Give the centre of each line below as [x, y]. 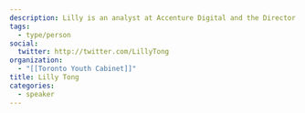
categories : [32, 86]
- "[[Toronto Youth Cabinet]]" [77, 69]
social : [24, 43]
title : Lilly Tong [44, 77]
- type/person [44, 35]
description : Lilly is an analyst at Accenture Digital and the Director [153, 18]
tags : [20, 26]
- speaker [36, 94]
